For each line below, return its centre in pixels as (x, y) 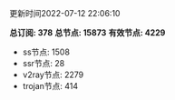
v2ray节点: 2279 (53, 75)
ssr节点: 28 (44, 63)
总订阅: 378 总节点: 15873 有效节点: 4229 (87, 33)
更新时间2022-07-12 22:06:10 (65, 13)
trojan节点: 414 (50, 86)
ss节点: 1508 (46, 52)
